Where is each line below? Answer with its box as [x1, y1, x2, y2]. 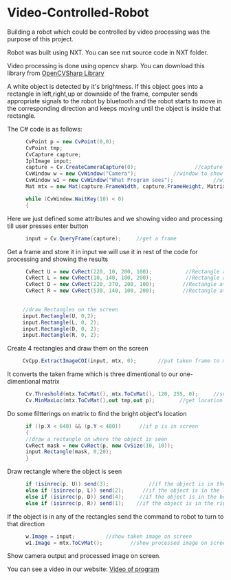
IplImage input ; [25, 157, 72, 165]
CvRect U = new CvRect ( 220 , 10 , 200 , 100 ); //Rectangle [25, 268, 220, 275]
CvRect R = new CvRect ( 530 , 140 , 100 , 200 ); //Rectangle [25, 287, 217, 294]
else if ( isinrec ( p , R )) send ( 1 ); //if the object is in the [25, 499, 214, 507]
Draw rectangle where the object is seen [7, 467, 122, 476]
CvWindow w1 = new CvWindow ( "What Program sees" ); [25, 177, 174, 184]
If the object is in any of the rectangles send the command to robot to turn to [7, 512, 224, 521]
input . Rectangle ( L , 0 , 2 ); [22, 319, 100, 326]
